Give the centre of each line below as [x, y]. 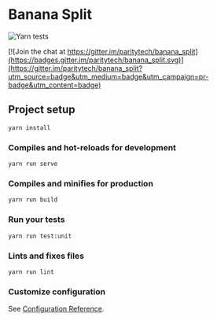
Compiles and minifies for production [81, 183]
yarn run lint [31, 272]
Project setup [42, 110]
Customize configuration [57, 291]
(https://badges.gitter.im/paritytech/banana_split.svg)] [96, 60]
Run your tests [37, 220]
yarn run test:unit [40, 236]
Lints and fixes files [46, 256]
